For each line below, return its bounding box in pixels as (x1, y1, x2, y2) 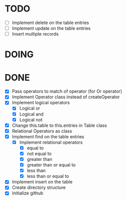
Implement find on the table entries (11, 133, 84, 139)
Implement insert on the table (11, 179, 73, 185)
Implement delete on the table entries (11, 20, 89, 26)
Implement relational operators (19, 139, 83, 145)
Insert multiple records (11, 31, 59, 37)
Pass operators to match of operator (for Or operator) (11, 88, 122, 94)
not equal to (26, 150, 52, 156)
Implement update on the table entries (11, 26, 91, 31)
